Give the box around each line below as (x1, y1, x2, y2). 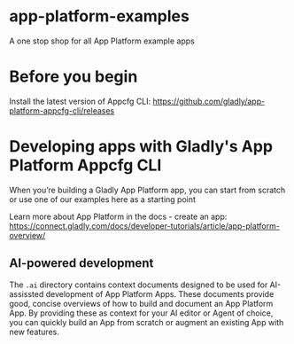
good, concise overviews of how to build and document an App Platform (9, 298, 274, 309)
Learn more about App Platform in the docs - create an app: (9, 211, 228, 222)
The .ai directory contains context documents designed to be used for (9, 279, 268, 290)
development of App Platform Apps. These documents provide (45, 288, 275, 299)
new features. (9, 326, 59, 337)
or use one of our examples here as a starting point (9, 193, 197, 205)
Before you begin (9, 66, 138, 87)
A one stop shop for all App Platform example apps (9, 35, 195, 46)
